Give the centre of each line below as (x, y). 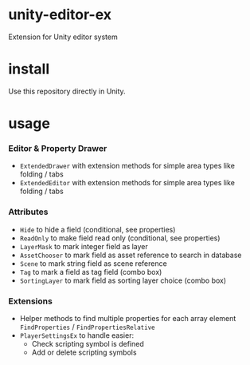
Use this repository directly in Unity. (67, 91)
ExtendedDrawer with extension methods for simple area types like (127, 166)
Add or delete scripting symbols (84, 352)
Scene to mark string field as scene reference (93, 263)
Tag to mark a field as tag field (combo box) (91, 272)
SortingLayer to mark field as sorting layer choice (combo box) (123, 280)
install (29, 69)
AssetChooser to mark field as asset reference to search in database (131, 255)
